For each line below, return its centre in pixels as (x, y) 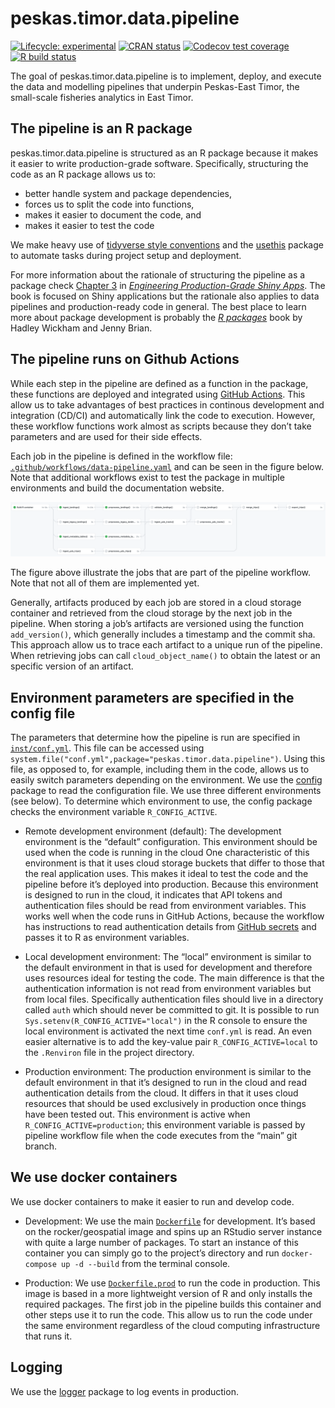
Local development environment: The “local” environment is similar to (168, 956)
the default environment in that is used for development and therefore (168, 967)
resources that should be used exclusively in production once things (165, 1103)
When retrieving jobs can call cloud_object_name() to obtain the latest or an (165, 656)
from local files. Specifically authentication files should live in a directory (174, 999)
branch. (41, 1146)
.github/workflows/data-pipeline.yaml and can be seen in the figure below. (167, 466)
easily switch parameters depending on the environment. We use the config (166, 779)
